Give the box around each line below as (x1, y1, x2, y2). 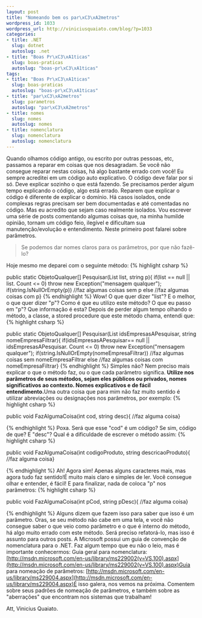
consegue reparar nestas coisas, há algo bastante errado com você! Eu (6, 168, 184, 175)
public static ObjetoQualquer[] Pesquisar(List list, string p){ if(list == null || (6, 273, 190, 281)
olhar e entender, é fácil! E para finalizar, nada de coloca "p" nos (6, 480, 166, 487)
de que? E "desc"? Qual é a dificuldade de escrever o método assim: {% (6, 431, 186, 438)
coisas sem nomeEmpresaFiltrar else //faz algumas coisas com (6, 356, 163, 363)
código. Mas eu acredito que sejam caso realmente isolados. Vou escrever (6, 206, 192, 213)
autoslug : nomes (11, 122, 52, 128)
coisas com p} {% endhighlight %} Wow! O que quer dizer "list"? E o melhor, (6, 293, 196, 300)
